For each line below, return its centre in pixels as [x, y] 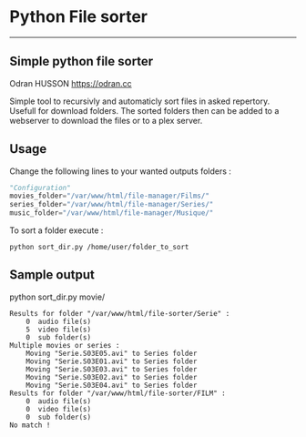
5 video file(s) [59, 330]
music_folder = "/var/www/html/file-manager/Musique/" [112, 213]
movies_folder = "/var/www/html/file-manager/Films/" [109, 196]
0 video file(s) [59, 409]
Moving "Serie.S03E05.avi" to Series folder [112, 353]
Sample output [52, 275]
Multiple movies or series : [65, 345]
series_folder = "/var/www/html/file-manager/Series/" [112, 205]
